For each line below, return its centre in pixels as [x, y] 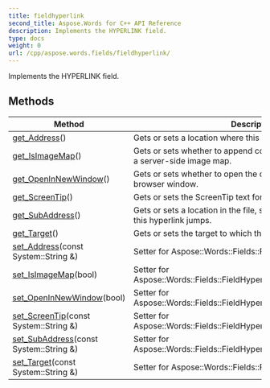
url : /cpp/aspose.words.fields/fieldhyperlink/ [90, 53]
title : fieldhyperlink [46, 16]
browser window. [166, 184]
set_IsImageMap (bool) [55, 274]
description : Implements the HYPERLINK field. [88, 31]
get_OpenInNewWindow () [61, 179]
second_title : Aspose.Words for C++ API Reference [95, 23]
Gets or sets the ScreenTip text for [198, 196]
